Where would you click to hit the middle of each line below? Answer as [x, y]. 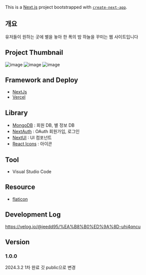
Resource [20, 187]
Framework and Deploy [42, 80]
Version [17, 242]
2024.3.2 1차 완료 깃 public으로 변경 [40, 268]
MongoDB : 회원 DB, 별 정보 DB [43, 125]
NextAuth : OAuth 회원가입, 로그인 [46, 132]
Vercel [19, 97]
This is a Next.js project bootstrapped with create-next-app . [66, 7]
